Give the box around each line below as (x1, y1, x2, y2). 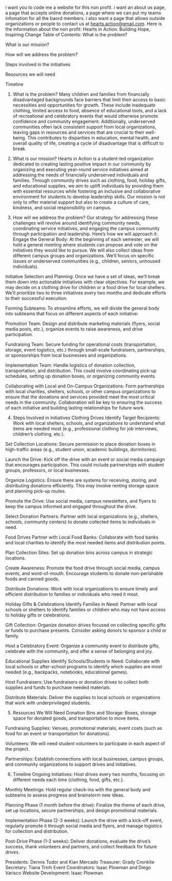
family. (5, 633, 19, 639)
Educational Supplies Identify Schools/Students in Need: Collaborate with (5, 658, 160, 664)
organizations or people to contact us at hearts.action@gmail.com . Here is (5, 21, 162, 27)
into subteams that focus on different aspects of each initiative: (5, 311, 139, 317)
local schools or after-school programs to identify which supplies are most (5, 664, 162, 669)
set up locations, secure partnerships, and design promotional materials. (5, 807, 158, 813)
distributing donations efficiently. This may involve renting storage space (5, 483, 159, 488)
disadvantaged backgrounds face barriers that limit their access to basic (12, 97, 166, 103)
